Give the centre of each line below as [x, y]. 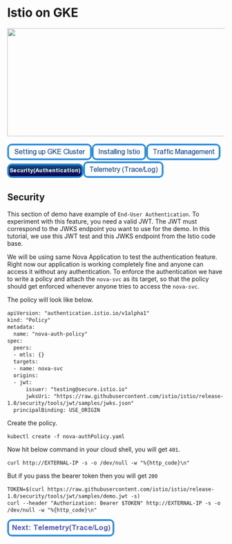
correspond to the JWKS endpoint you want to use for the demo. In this [109, 228]
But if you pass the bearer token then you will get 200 [83, 475]
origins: [26, 375]
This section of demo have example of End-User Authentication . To [103, 214]
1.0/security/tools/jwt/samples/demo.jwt [68, 496]
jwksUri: [38, 396]
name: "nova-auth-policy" [51, 334]
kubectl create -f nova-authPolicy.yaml [66, 436]
